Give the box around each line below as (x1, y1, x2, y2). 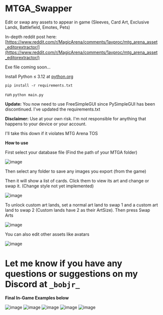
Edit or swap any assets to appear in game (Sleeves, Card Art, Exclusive (5, 19, 149, 25)
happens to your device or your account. (5, 121, 87, 127)
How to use (5, 140, 28, 146)
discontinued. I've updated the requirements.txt (5, 106, 101, 112)
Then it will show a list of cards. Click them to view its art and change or (5, 178, 149, 183)
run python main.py (5, 91, 44, 97)
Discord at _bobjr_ (5, 279, 80, 290)
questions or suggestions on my (5, 269, 138, 279)
